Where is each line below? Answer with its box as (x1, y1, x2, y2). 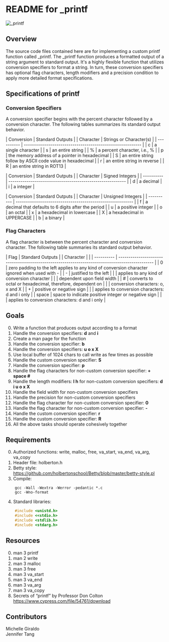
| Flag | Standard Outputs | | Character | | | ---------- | (6, 254, 118, 260)
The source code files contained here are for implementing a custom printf (6, 48, 160, 54)
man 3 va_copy (13, 587, 45, 593)
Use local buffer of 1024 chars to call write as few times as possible (13, 351, 153, 358)
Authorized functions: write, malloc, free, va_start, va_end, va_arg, (13, 449, 150, 455)
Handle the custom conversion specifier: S (13, 356, 102, 363)
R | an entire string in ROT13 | (6, 163, 66, 169)
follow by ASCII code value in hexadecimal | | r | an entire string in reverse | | (6, 158, 164, 164)
